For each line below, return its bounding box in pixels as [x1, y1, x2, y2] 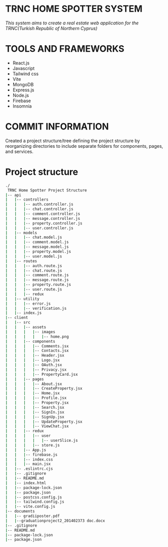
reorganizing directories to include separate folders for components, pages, [5, 143, 163, 149]
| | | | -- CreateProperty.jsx [5, 386, 82, 391]
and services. [5, 148, 34, 154]
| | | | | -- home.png [5, 334, 69, 339]
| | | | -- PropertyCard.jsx [5, 372, 78, 377]
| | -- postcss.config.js [5, 495, 62, 500]
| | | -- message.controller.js [5, 216, 80, 221]
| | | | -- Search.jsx [5, 405, 65, 410]
